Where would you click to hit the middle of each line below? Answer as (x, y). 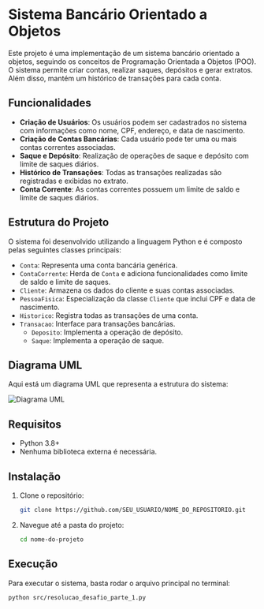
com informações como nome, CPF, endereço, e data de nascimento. (132, 130)
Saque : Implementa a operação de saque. (98, 340)
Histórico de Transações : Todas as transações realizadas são (121, 172)
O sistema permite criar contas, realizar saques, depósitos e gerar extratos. (131, 69)
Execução (33, 564)
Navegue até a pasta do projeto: (72, 525)
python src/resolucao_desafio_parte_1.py (77, 597)
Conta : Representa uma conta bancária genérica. (99, 265)
